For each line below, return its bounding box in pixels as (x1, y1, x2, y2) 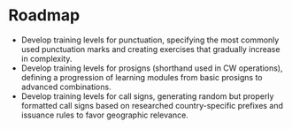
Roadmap (8, 5, 81, 26)
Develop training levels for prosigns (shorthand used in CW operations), (20, 63, 283, 73)
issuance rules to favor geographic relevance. (20, 110, 189, 120)
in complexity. (20, 53, 73, 64)
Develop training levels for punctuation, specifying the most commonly (20, 34, 280, 45)
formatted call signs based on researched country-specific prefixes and (20, 100, 284, 110)
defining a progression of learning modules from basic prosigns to (20, 72, 263, 82)
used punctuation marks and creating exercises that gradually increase (20, 43, 280, 54)
